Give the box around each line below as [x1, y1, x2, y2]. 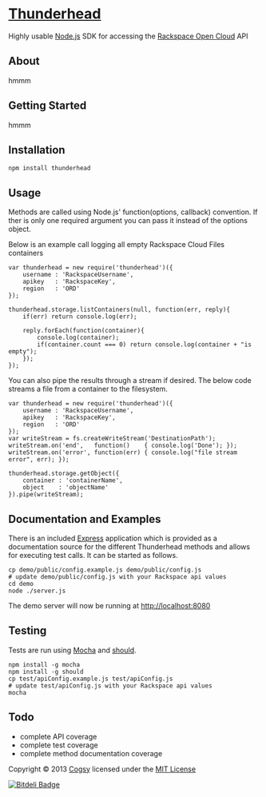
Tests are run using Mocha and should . [8, 645, 137, 655]
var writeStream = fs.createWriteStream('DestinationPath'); [8, 435, 216, 443]
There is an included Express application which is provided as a [8, 533, 218, 543]
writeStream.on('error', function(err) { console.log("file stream [8, 448, 238, 456]
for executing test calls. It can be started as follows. [8, 551, 178, 560]
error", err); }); [8, 456, 69, 464]
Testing [8, 624, 47, 638]
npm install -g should [8, 667, 84, 675]
